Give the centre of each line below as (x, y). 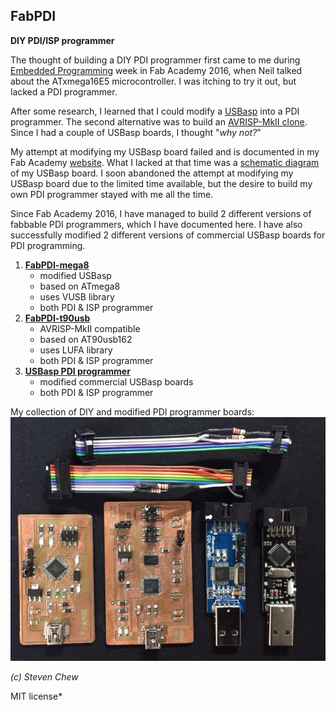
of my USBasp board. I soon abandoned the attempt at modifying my (152, 173)
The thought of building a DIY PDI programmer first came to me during (155, 60)
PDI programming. (48, 245)
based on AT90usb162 (86, 339)
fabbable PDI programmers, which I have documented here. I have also (156, 224)
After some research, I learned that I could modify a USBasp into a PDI (155, 111)
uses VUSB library (77, 296)
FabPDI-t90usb (57, 318)
